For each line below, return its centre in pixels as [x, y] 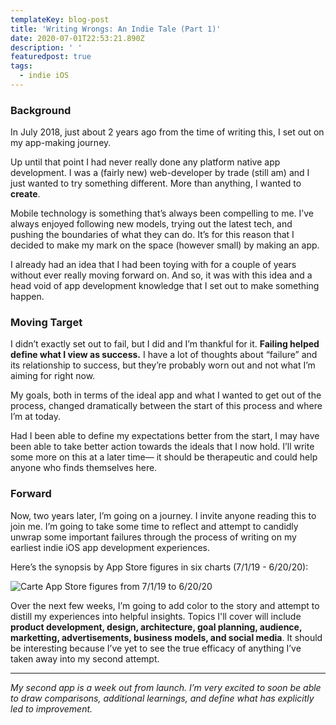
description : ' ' [46, 47]
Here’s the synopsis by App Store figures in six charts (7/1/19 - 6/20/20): [159, 567]
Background [41, 110]
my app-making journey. [61, 143]
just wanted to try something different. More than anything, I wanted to [156, 183]
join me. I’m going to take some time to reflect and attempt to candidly [154, 526]
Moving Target [46, 323]
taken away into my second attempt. [85, 658]
